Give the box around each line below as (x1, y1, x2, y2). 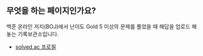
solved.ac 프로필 (15, 43, 56, 50)
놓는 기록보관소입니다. (6, 30, 59, 37)
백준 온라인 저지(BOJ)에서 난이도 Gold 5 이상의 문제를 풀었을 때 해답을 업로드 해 (6, 23, 197, 30)
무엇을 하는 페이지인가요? (6, 5, 97, 16)
